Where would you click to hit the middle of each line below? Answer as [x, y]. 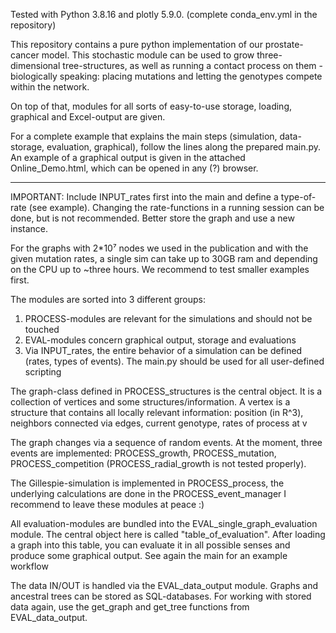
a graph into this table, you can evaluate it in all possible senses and [150, 545]
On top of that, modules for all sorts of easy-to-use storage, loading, [151, 106]
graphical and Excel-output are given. [88, 117]
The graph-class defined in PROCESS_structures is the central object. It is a [166, 391]
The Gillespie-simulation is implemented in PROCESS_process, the [147, 483]
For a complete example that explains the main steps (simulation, [144, 136]
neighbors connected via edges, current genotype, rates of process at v [159, 423]
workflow [29, 566]
